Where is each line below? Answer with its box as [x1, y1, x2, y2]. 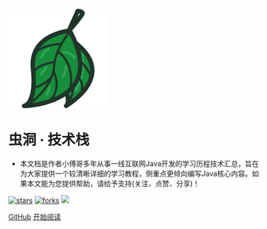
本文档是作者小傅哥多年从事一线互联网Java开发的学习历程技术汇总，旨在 [19, 158, 260, 168]
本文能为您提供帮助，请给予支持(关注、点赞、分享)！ [26, 178, 201, 188]
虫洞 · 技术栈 [8, 131, 90, 149]
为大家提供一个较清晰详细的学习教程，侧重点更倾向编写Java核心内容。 [19, 169, 253, 178]
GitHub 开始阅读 [8, 212, 61, 221]
